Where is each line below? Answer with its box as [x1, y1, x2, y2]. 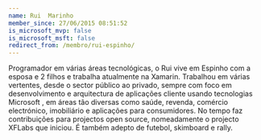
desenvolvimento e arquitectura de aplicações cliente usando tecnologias [8, 89, 253, 98]
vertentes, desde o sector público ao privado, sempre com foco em [8, 81, 232, 90]
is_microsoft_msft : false [8, 34, 95, 42]
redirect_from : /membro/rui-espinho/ [8, 42, 135, 50]
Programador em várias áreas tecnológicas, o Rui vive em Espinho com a [8, 63, 251, 73]
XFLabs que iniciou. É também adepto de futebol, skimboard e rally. [8, 123, 234, 133]
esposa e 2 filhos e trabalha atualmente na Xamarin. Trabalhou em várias [8, 72, 251, 82]
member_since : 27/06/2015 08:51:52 [8, 19, 128, 27]
